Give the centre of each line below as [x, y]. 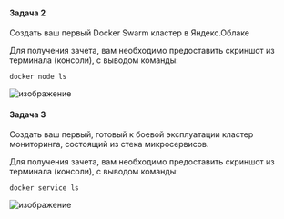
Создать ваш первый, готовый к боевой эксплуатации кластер [132, 134]
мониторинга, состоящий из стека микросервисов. [109, 144]
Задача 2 [28, 13]
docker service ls [44, 188]
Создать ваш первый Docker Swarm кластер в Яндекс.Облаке [130, 33]
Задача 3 [28, 114]
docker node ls [38, 77]
